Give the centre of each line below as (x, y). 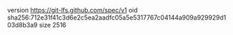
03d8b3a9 (22, 25)
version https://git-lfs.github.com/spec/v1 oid (73, 10)
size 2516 (53, 25)
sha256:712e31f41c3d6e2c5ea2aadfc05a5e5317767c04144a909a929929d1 (117, 17)
